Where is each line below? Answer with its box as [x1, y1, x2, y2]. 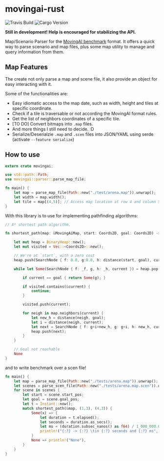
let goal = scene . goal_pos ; [22, 397, 80, 402]
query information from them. [5, 49, 64, 55]
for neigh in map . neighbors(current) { [22, 311, 104, 316]
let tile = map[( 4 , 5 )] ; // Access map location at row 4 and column [14, 199, 156, 204]
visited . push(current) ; [22, 302, 71, 307]
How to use [5, 150, 40, 159]
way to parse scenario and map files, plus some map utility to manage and [5, 43, 155, 49]
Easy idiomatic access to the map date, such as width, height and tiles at [12, 100, 159, 106]
